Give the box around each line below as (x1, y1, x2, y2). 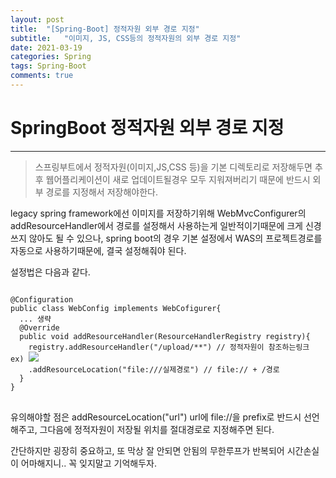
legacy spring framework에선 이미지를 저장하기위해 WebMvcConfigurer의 (10, 207, 307, 219)
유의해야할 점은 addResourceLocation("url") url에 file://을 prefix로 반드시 (10, 411, 302, 423)
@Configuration (10, 294, 74, 305)
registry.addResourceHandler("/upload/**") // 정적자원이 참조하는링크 (28, 342, 310, 352)
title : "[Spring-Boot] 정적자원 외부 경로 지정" (10, 24, 200, 34)
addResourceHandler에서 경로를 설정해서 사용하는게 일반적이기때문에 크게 (10, 219, 303, 231)
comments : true (10, 71, 74, 81)
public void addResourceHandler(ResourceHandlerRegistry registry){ (19, 331, 311, 341)
